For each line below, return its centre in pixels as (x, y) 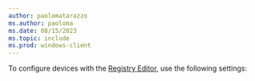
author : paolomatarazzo (48, 16)
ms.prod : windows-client (50, 46)
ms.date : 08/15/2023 (43, 30)
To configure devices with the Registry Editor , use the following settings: (127, 68)
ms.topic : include (39, 38)
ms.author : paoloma (41, 23)
